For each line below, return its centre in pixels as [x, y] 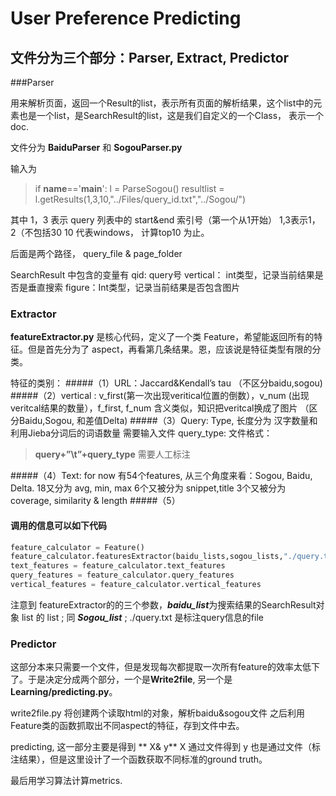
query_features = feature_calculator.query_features [122, 575]
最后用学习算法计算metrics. [66, 781]
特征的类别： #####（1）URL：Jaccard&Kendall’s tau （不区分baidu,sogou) [166, 383]
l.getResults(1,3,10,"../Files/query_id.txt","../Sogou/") [140, 199]
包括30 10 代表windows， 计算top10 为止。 [121, 232]
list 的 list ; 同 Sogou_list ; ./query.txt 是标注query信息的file [142, 617]
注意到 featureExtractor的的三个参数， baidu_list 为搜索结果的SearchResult [163, 604]
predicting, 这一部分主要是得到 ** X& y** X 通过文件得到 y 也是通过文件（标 [166, 747]
